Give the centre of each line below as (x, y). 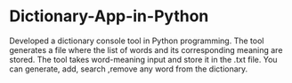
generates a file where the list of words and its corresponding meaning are (146, 49)
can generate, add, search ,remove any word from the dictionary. (129, 69)
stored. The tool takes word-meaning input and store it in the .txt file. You (143, 59)
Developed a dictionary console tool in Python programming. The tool (137, 41)
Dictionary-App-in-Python (109, 16)
